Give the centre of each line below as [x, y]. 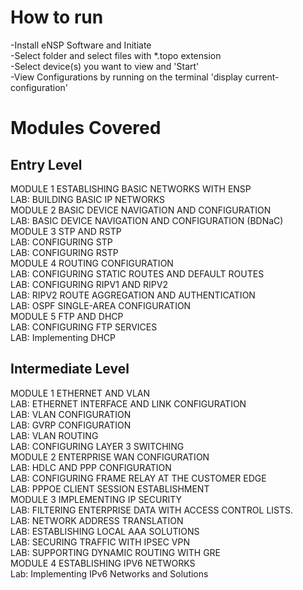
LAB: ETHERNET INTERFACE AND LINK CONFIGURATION [128, 403]
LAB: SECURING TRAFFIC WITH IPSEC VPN [100, 542]
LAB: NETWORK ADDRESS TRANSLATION [97, 520]
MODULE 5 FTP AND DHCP [67, 316]
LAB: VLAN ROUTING [54, 435]
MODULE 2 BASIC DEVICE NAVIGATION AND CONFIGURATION [141, 210]
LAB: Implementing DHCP [63, 337]
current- [262, 77]
